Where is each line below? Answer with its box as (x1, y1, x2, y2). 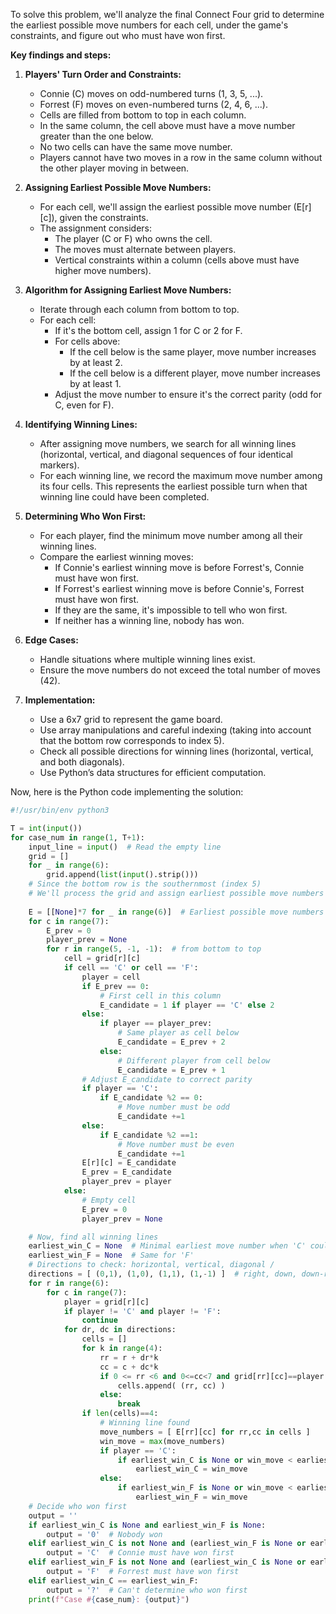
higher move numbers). (54, 265, 152, 276)
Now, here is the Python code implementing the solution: (10, 786, 244, 798)
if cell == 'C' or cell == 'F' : (63, 963, 199, 973)
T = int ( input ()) (10, 823, 83, 833)
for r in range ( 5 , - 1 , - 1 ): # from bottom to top (46, 944, 262, 954)
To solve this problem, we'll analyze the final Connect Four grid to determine (10, 9, 325, 20)
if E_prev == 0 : (81, 981, 150, 991)
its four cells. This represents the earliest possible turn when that (39, 480, 308, 492)
